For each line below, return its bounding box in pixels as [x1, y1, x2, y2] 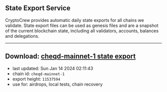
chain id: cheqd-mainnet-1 [12, 71, 65, 77]
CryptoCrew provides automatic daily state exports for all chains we [5, 17, 144, 23]
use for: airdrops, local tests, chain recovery [12, 81, 103, 87]
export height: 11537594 [12, 76, 61, 82]
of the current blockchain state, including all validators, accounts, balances [5, 27, 159, 34]
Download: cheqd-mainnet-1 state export [5, 52, 136, 61]
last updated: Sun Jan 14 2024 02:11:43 [12, 65, 93, 71]
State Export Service [5, 4, 71, 12]
